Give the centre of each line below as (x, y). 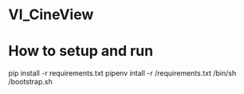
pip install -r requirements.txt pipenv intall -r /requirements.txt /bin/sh (122, 73)
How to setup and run (81, 51)
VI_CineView (51, 15)
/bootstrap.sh (31, 82)
